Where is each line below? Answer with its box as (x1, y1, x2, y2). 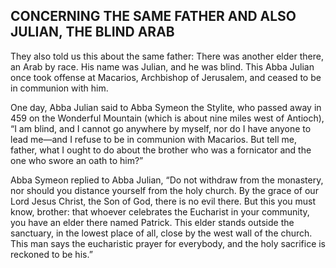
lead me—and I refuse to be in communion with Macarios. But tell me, (10, 133, 297, 145)
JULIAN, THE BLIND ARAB (10, 24, 175, 41)
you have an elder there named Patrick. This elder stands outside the (10, 216, 295, 228)
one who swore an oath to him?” (10, 154, 144, 166)
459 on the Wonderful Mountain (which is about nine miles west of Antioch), (10, 112, 325, 124)
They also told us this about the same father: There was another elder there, (10, 50, 324, 62)
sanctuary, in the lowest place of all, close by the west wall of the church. (10, 227, 313, 239)
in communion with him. (10, 82, 109, 94)
